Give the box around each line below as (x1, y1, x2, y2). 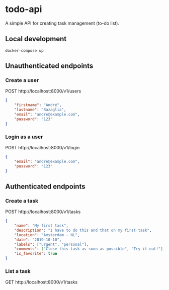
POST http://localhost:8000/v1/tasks (5, 209, 81, 215)
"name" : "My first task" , (14, 223, 69, 228)
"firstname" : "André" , (14, 103, 62, 108)
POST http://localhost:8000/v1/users (5, 88, 81, 94)
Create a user (5, 77, 39, 84)
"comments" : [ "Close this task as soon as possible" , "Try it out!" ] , (14, 246, 165, 252)
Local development (5, 35, 67, 43)
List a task (5, 267, 31, 274)
